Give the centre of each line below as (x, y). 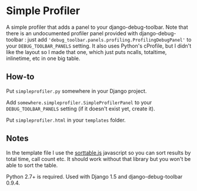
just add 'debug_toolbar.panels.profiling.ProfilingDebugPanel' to (109, 39)
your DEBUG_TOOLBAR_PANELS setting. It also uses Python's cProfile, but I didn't (99, 46)
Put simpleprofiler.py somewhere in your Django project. (76, 91)
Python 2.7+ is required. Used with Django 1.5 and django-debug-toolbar (94, 176)
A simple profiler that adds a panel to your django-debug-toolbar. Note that (97, 27)
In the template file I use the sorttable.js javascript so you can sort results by (98, 153)
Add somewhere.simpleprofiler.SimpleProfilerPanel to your (79, 102)
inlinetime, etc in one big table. (43, 58)
